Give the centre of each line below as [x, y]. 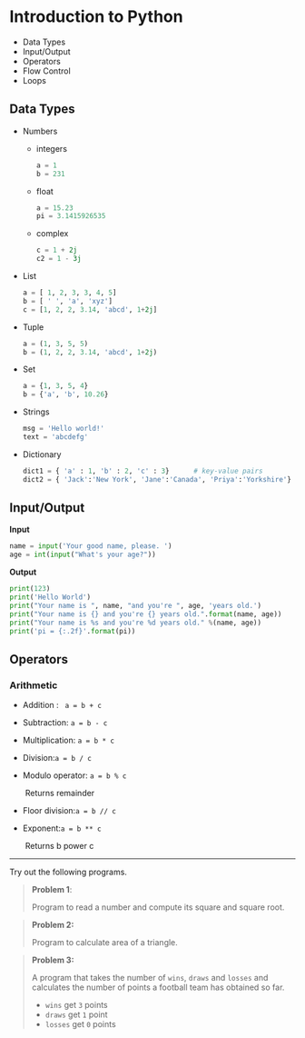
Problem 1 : [52, 890]
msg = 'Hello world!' [64, 429]
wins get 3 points [77, 1005]
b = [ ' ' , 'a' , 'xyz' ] [68, 301]
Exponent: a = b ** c [62, 828]
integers [52, 148]
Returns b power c [59, 846]
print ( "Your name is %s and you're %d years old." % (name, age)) [135, 623]
